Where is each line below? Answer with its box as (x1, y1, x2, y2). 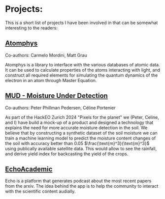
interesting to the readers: (5, 25, 58, 30)
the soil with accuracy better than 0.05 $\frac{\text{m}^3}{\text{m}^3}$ (5, 140, 150, 146)
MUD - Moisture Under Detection (5, 92, 108, 100)
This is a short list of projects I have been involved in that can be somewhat (5, 20, 158, 26)
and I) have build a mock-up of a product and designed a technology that (5, 119, 154, 125)
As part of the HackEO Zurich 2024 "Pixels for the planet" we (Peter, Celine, (5, 114, 159, 120)
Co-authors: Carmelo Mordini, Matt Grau (5, 52, 87, 58)
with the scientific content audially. (5, 188, 76, 195)
